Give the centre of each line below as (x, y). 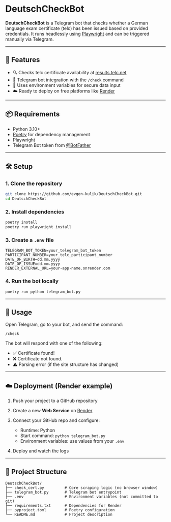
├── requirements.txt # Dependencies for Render (64, 505)
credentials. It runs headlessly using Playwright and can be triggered (77, 34)
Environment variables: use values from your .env (72, 441)
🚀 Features (23, 60)
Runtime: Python (38, 431)
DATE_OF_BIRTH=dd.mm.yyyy (33, 260)
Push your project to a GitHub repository (55, 401)
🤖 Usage (19, 312)
